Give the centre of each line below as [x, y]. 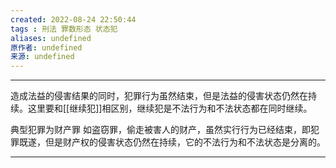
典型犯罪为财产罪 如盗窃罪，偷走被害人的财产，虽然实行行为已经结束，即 [160, 130]
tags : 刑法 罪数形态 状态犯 [64, 29]
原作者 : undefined [46, 47]
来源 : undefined [42, 57]
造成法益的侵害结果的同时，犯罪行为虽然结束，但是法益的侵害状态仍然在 [159, 96]
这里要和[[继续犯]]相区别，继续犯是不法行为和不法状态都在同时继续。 [170, 108]
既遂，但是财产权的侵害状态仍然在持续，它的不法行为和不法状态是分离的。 [172, 142]
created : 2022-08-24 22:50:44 [73, 19]
